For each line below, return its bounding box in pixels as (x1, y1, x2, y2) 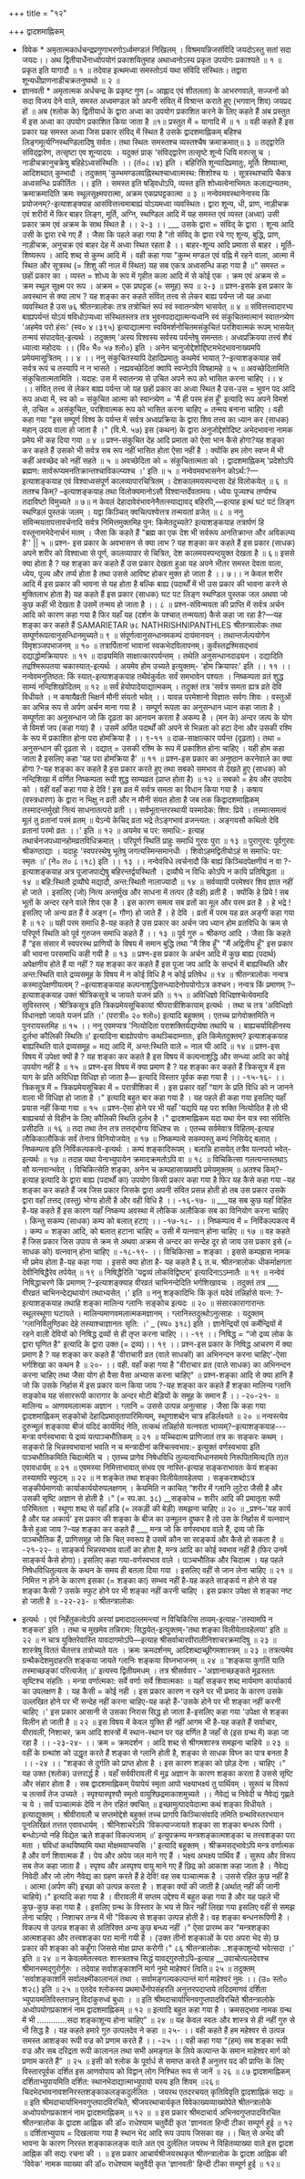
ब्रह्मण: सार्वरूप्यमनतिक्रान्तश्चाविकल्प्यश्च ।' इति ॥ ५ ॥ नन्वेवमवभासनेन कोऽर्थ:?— (21, 466, 259, 476)
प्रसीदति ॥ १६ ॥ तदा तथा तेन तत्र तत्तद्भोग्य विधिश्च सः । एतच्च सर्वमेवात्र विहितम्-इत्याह (21, 1123, 275, 1133)
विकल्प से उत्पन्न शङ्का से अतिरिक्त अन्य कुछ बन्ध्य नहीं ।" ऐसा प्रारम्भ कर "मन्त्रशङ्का (21, 1922, 270, 1932)
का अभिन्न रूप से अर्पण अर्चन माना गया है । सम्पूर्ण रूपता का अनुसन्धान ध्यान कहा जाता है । (21, 702, 281, 712)
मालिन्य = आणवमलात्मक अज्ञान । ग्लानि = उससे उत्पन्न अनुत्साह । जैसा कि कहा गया (21, 1401, 266, 1411)
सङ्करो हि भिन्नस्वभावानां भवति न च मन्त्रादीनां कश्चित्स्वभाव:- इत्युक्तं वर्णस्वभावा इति (21, 1442, 260, 1452)
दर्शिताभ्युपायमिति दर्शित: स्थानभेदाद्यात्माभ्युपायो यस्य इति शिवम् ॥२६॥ (21, 2077, 219, 2087)
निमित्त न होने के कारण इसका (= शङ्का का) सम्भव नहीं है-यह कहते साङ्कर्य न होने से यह (21, 1575, 277, 1585)
